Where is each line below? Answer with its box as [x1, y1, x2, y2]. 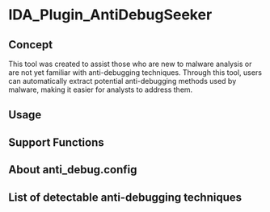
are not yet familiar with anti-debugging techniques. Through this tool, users [8, 68, 263, 77]
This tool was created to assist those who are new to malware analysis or [8, 59, 252, 69]
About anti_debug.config [8, 163, 137, 177]
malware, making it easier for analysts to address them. [8, 85, 193, 94]
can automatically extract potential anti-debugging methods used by [8, 77, 237, 85]
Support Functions [8, 135, 105, 149]
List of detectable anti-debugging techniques [8, 190, 243, 204]
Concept [8, 38, 53, 52]
